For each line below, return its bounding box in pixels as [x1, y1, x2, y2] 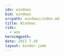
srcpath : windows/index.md [5, 16, 60, 21]
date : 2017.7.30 [5, 39, 38, 44]
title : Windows [5, 20, 36, 26]
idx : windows [5, 7, 32, 12]
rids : [5, 25, 16, 30]
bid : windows [5, 12, 32, 17]
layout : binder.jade [5, 43, 47, 48]
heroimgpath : [5, 35, 32, 39]
